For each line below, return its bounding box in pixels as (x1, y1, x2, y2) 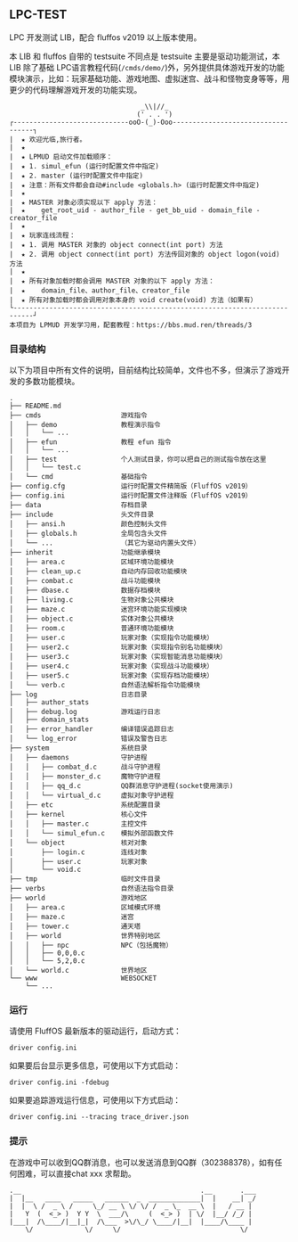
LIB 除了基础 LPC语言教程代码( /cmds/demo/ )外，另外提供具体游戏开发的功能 (9, 62, 285, 72)
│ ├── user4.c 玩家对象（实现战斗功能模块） (9, 662, 213, 671)
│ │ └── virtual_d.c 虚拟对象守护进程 (9, 791, 174, 801)
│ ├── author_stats (9, 698, 90, 707)
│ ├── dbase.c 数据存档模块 (9, 586, 161, 596)
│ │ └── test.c (9, 463, 82, 472)
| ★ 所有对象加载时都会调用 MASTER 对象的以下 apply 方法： (9, 276, 215, 285)
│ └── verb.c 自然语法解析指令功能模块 (9, 681, 201, 690)
